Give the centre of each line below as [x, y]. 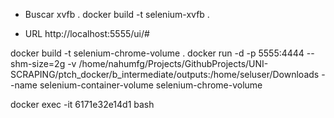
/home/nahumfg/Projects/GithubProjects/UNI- [173, 63]
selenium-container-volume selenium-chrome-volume [151, 85]
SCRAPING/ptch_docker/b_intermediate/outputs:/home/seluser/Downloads [165, 74]
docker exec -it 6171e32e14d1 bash [82, 104]
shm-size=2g [38, 63]
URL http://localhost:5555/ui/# [87, 33]
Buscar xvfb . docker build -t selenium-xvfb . [117, 14]
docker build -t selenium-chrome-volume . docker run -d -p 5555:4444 [157, 53]
